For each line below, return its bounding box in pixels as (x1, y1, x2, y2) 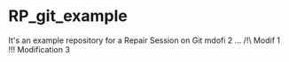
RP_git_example (8, 6, 128, 26)
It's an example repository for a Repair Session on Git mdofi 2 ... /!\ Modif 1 (8, 35, 281, 45)
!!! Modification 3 (8, 44, 70, 54)
